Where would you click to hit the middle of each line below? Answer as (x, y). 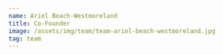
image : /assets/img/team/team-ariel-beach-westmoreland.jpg (112, 31)
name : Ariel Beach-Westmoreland (63, 16)
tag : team (25, 38)
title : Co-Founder (39, 23)
